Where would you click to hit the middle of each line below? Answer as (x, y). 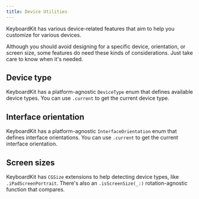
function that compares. (36, 189)
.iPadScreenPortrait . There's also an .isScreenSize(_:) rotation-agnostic (97, 183)
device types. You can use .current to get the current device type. (88, 98)
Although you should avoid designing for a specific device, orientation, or (96, 46)
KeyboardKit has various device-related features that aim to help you (90, 29)
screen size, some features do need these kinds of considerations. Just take (99, 53)
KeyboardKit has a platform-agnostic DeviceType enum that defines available (99, 92)
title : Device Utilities (37, 12)
